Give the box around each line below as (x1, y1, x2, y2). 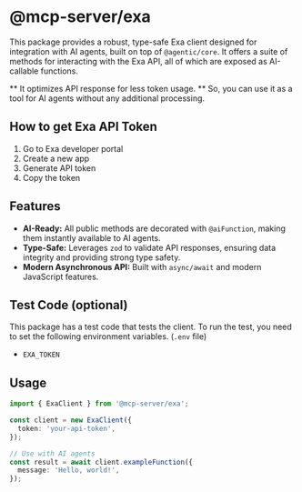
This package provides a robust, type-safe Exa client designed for (9, 36, 257, 47)
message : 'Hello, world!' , (17, 466, 120, 475)
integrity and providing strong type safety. (22, 252, 181, 263)
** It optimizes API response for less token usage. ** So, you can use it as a (9, 83, 293, 94)
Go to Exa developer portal (22, 143, 124, 154)
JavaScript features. (22, 271, 99, 282)
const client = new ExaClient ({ (9, 416, 132, 425)
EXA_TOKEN (22, 350, 61, 360)
